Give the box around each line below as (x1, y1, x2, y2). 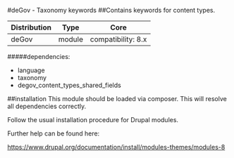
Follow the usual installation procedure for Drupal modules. (7, 116, 178, 124)
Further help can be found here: (7, 129, 100, 138)
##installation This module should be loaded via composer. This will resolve (7, 95, 227, 103)
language (17, 66, 45, 74)
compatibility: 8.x (90, 34, 147, 44)
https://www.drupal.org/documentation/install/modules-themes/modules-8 (7, 143, 226, 151)
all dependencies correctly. (7, 102, 87, 110)
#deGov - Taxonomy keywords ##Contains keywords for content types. (7, 6, 216, 14)
